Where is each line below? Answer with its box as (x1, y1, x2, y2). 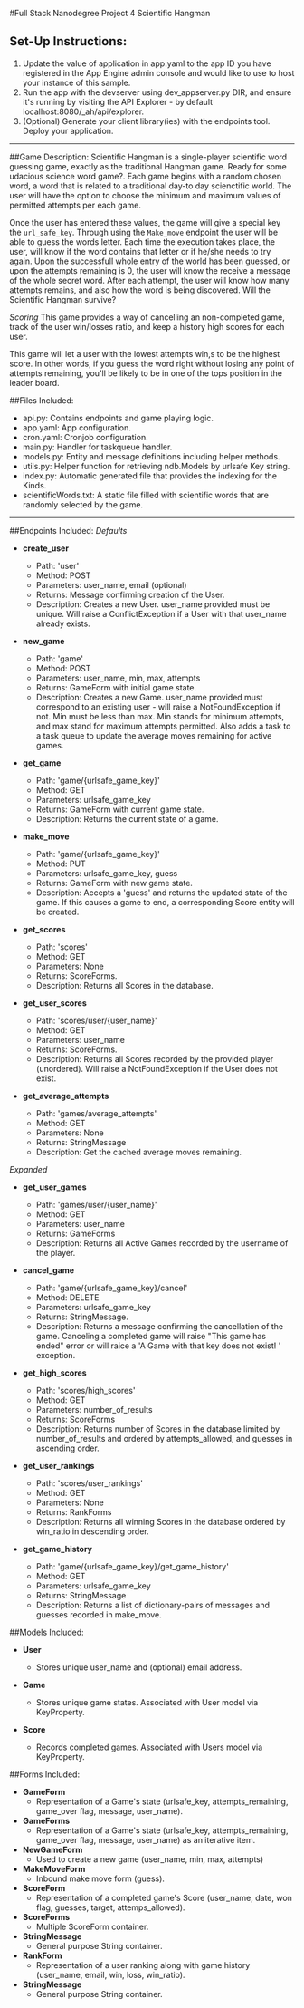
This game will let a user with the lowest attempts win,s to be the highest (9, 348, 280, 359)
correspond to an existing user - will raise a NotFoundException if (35, 701, 280, 712)
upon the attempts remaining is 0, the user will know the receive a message (9, 265, 291, 275)
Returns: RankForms (35, 1506, 112, 1517)
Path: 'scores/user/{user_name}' (35, 1015, 158, 1026)
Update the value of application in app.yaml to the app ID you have (22, 58, 271, 69)
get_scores (22, 923, 66, 934)
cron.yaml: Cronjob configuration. (22, 431, 148, 442)
